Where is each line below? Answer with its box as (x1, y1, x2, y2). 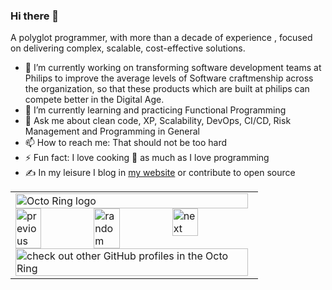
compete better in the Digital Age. (24, 94, 165, 106)
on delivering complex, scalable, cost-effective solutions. (10, 42, 246, 54)
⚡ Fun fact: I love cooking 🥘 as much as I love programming (24, 152, 270, 164)
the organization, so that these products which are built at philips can (24, 83, 310, 95)
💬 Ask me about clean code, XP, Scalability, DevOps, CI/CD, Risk (24, 115, 292, 127)
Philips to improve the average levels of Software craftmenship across (24, 72, 314, 84)
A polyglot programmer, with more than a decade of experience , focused (10, 32, 313, 44)
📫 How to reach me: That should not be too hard (24, 137, 228, 149)
